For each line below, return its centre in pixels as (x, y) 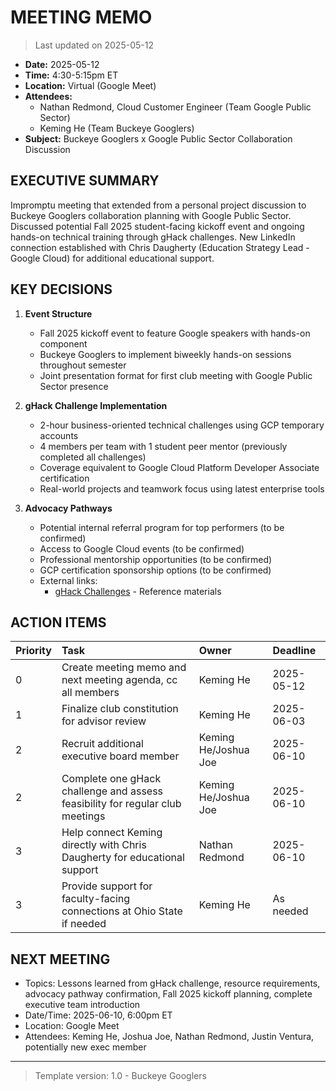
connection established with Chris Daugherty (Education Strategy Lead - (160, 247)
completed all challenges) (93, 457)
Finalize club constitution (120, 709)
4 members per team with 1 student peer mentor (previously (163, 446)
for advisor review (104, 721)
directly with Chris (104, 845)
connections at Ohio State (122, 911)
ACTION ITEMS (58, 622)
